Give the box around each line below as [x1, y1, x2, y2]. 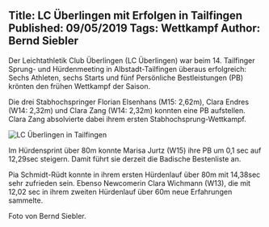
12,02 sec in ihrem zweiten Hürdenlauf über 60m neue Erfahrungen [8, 187, 233, 196]
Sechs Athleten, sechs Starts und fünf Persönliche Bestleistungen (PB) [8, 73, 244, 82]
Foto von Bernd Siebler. [8, 211, 86, 221]
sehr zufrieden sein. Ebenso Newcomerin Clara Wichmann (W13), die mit [8, 178, 251, 187]
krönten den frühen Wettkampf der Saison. [8, 81, 151, 90]
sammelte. [8, 195, 44, 205]
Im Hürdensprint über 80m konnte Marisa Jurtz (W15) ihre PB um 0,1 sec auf [8, 145, 262, 155]
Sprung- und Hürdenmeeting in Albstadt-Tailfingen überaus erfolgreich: [8, 64, 246, 74]
